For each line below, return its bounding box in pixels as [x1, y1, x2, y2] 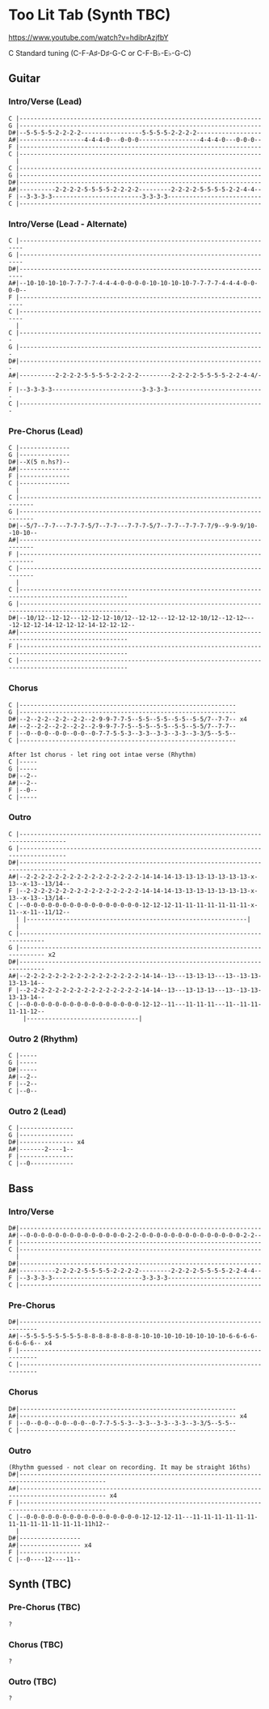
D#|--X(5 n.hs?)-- [8, 458, 70, 467]
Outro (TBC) [8, 1676, 57, 1687]
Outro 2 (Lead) [8, 1106, 67, 1117]
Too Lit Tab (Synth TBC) [8, 6, 171, 24]
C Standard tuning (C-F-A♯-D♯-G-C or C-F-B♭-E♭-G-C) [8, 48, 191, 58]
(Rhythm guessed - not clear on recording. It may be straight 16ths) [8, 1463, 251, 1472]
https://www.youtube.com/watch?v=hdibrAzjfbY [8, 32, 169, 42]
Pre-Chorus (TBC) [8, 1602, 81, 1613]
